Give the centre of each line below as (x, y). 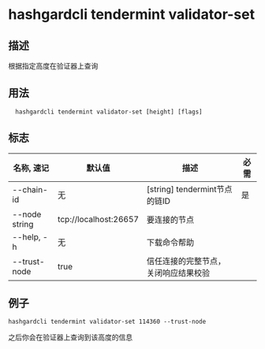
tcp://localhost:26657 (99, 219)
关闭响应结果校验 (178, 273)
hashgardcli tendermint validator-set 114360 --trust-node (107, 322)
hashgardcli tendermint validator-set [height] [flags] (109, 112)
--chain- (30, 189)
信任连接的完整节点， (186, 261)
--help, (26, 236)
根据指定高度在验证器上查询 (53, 66)
